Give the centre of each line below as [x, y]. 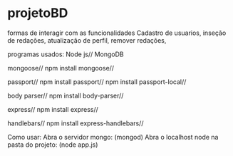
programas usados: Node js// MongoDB [66, 54]
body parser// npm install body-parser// [66, 95]
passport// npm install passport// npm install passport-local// [97, 82]
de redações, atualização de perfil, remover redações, [87, 40]
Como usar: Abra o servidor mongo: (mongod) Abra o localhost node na [113, 137]
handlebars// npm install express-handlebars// [76, 123]
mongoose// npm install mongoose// [61, 68]
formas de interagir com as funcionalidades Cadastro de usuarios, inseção [117, 33]
